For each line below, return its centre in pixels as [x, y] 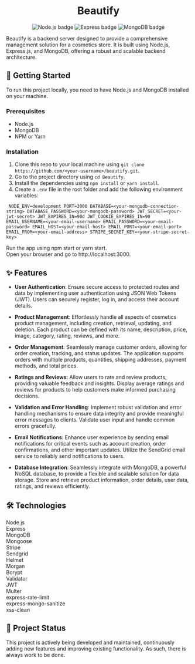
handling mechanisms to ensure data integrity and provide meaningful [99, 414]
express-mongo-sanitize [36, 604]
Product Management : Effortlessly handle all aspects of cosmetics [95, 317]
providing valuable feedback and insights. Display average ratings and [99, 383]
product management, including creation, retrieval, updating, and [93, 323]
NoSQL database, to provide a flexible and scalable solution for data [97, 474]
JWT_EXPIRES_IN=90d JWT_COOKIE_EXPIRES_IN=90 [94, 217]
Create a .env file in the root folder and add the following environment [99, 190]
